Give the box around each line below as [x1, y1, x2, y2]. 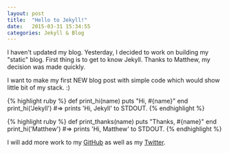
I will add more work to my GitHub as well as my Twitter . [7, 139, 166, 147]
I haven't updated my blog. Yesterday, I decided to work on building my [7, 48, 209, 57]
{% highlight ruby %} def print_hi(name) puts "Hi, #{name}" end [7, 97, 188, 105]
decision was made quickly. [7, 63, 86, 71]
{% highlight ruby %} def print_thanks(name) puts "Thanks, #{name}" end [7, 118, 217, 126]
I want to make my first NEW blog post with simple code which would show [7, 76, 220, 85]
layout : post [7, 10, 45, 17]
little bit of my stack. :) [7, 83, 70, 92]
